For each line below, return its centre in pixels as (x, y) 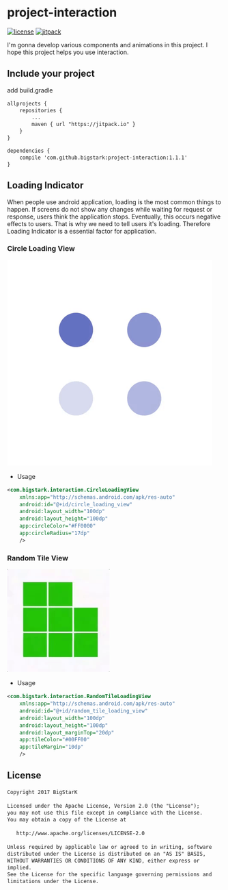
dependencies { (29, 151)
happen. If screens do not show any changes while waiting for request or (110, 209)
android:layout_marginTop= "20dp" (67, 732)
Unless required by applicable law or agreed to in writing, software (110, 847)
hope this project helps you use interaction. (68, 52)
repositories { (41, 110)
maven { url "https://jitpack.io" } (84, 124)
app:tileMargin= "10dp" (52, 747)
